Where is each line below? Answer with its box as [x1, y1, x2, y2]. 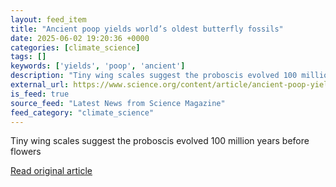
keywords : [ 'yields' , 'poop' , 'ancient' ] [10, 61, 186, 71]
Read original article [10, 165, 93, 177]
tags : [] [10, 52, 47, 62]
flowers [10, 146, 42, 158]
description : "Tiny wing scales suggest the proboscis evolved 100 [10, 71, 298, 81]
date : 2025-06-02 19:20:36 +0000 [10, 33, 150, 43]
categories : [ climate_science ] [10, 42, 141, 53]
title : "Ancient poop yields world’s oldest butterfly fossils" [10, 24, 284, 34]
